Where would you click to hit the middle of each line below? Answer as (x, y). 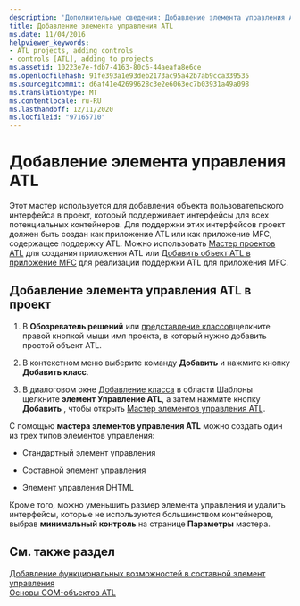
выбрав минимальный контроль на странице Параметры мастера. (140, 524)
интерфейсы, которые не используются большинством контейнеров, (142, 514)
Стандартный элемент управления (89, 452)
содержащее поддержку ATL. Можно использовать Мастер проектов (142, 243)
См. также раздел (62, 552)
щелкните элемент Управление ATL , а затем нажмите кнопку (141, 398)
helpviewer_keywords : (50, 43)
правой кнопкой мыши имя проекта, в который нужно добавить (145, 336)
